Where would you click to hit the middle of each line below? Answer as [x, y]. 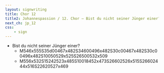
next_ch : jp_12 [20, 23]
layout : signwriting [26, 9]
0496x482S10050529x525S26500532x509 [63, 56]
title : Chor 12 [20, 14]
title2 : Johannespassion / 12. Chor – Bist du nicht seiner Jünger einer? [83, 18]
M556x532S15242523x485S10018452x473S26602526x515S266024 [89, 61]
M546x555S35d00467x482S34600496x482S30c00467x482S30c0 [88, 51]
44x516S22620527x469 [44, 66]
